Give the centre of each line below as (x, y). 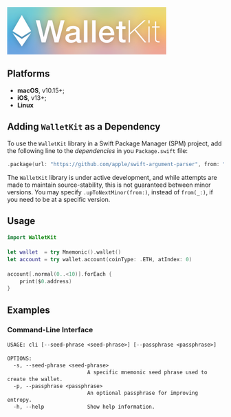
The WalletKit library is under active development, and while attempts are (112, 177)
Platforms (29, 74)
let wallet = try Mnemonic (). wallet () (64, 252)
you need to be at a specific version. (59, 199)
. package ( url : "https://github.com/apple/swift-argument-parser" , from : (113, 164)
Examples (29, 310)
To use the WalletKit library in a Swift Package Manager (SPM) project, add (114, 143)
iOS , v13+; (32, 98)
